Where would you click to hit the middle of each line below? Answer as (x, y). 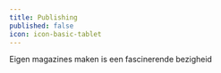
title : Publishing (43, 17)
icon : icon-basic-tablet (55, 34)
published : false (42, 26)
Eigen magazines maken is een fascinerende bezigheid (111, 60)
